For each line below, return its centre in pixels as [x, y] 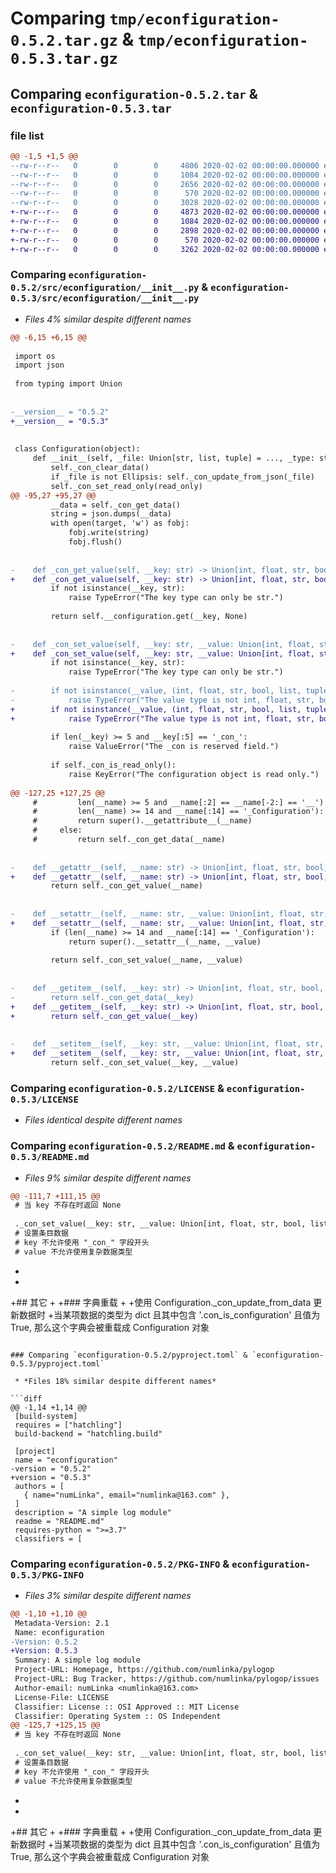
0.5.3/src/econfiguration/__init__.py [105, 298]
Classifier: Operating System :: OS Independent [118, 1716]
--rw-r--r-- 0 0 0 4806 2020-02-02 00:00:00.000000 [165, 165]
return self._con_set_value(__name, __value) [147, 960]
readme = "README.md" [59, 1521]
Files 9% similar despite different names [108, 1178]
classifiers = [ [48, 1538]
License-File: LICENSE [62, 1697]
